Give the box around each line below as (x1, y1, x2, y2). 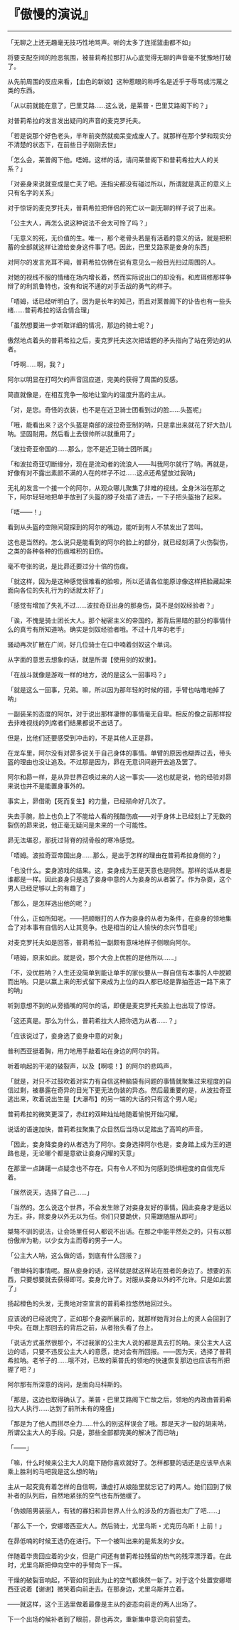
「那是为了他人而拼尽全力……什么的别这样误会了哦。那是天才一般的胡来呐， (7, 1419, 230, 1427)
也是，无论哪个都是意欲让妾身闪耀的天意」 (13, 1148, 139, 1157)
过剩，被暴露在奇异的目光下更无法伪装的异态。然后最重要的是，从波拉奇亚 (13, 1086, 232, 1094)
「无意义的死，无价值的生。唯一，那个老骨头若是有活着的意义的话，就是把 (7, 233, 225, 242)
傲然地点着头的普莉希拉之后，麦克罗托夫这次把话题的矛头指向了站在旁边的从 (7, 336, 232, 344)
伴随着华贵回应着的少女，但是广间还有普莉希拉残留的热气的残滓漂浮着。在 (7, 1552, 225, 1560)
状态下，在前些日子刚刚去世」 (31, 140, 119, 149)
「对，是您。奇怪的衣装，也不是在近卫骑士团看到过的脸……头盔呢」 (7, 405, 206, 413)
